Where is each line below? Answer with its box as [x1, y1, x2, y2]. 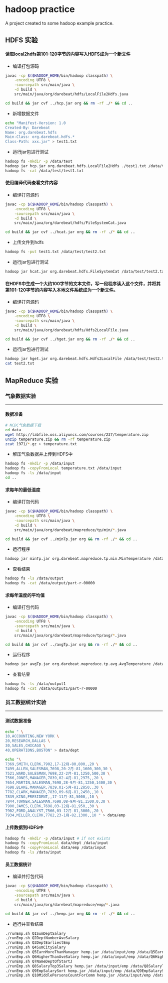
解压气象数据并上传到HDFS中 [12, 451, 73, 457]
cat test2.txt [5, 361, 35, 366]
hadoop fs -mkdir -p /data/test [5, 159, 72, 164]
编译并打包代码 [12, 874, 43, 880]
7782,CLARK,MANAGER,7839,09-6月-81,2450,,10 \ [5, 790, 103, 795]
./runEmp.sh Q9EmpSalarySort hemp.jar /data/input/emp [5, 968, 122, 973]
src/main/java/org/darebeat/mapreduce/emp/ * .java [14, 902, 120, 907]
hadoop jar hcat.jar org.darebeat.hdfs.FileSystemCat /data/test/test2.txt [5, 269, 166, 274]
